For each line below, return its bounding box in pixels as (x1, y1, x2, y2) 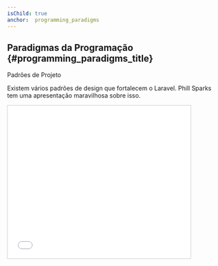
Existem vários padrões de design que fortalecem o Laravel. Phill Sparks (7, 84, 212, 93)
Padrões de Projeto (7, 71, 62, 79)
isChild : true (7, 10, 48, 17)
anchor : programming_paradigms (7, 16, 99, 23)
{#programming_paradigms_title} (7, 52, 154, 64)
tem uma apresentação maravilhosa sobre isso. (7, 91, 141, 100)
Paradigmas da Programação (7, 42, 134, 54)
